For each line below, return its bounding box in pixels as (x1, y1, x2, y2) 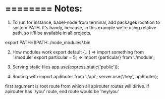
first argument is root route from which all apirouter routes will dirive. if (5, 83, 150, 89)
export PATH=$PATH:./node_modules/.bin (5, 39, 91, 45)
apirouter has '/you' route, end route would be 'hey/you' (5, 88, 119, 94)
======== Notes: (5, 3, 83, 14)
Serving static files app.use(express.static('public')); (12, 64, 119, 70)
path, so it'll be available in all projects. (12, 30, 92, 36)
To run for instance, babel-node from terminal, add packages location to (12, 19, 160, 25)
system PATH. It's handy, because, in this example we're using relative (12, 24, 157, 30)
